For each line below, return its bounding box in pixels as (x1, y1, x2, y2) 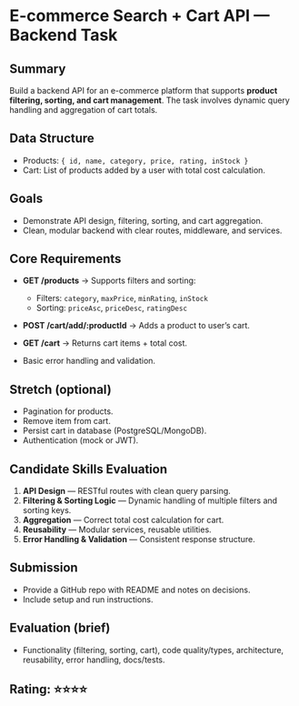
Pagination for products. (22, 406, 114, 417)
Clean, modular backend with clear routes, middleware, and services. (22, 225, 283, 236)
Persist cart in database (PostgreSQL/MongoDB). (22, 425, 207, 437)
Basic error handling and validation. (22, 356, 156, 367)
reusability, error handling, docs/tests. (22, 654, 165, 665)
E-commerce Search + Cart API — (9, 5, 270, 26)
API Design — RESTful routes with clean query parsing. (22, 486, 232, 497)
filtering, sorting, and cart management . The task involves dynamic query (9, 95, 291, 106)
